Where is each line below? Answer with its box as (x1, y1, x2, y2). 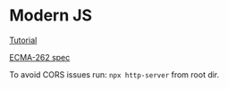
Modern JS (9, 5, 92, 26)
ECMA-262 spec (9, 52, 71, 62)
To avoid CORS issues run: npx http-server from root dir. (9, 69, 220, 80)
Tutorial (9, 35, 38, 45)
